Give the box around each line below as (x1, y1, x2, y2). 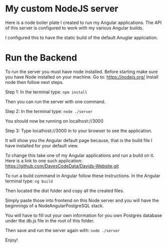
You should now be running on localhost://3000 (5, 118, 103, 124)
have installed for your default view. (5, 142, 79, 148)
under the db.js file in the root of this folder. (5, 217, 95, 223)
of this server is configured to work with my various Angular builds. (5, 24, 143, 30)
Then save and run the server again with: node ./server (5, 227, 120, 233)
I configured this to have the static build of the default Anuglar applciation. (5, 34, 158, 40)
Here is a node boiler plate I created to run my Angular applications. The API (5, 19, 162, 25)
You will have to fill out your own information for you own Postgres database (5, 212, 162, 218)
